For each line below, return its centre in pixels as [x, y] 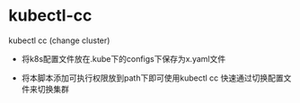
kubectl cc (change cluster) [59, 40]
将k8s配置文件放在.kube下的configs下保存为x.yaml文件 [124, 58]
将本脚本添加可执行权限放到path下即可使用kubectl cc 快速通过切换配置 [152, 78]
